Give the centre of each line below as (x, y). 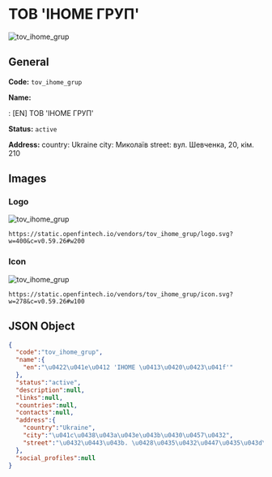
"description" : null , (50, 390)
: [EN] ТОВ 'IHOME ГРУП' (51, 113)
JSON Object (42, 327)
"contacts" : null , (45, 413)
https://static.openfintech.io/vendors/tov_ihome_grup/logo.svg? (121, 234)
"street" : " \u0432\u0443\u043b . (76, 443)
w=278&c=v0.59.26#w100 (47, 301)
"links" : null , (39, 397)
